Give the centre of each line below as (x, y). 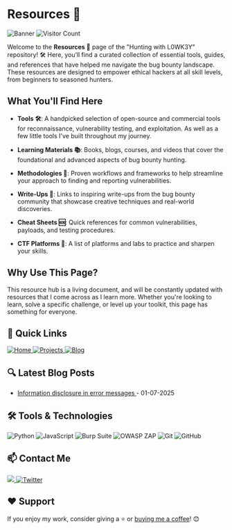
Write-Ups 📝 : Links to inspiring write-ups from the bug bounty (106, 194)
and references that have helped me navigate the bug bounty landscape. (111, 65)
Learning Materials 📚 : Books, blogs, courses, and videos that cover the (120, 149)
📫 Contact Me (39, 459)
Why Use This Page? (53, 273)
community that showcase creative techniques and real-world (106, 201)
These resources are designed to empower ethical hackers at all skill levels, (115, 72)
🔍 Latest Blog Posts (51, 373)
